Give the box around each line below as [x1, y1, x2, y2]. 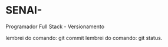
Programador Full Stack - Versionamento [5, 23, 104, 30]
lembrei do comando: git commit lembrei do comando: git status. [5, 34, 163, 41]
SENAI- [5, 4, 42, 17]
